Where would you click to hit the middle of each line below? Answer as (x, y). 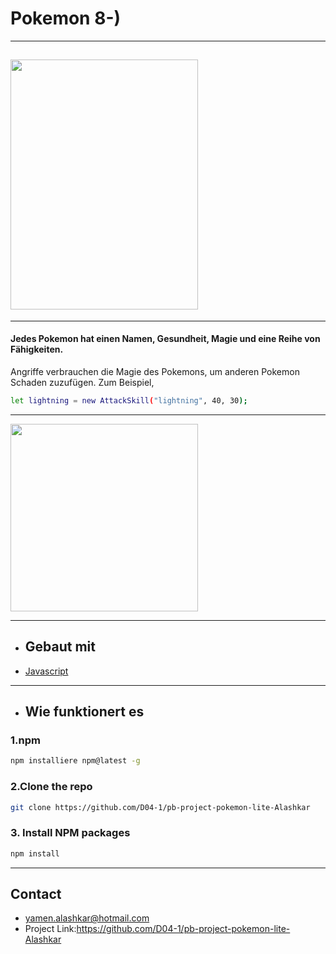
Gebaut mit (60, 647)
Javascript (46, 671)
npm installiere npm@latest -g (75, 761)
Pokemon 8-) (66, 18)
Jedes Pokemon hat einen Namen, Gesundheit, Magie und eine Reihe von (165, 339)
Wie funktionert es (84, 712)
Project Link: (50, 929)
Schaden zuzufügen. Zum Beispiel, (82, 382)
